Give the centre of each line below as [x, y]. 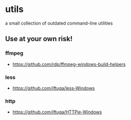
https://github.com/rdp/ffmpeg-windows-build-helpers [69, 64]
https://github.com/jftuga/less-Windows [53, 88]
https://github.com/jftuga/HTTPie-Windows [57, 112]
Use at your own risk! [39, 39]
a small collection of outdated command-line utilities [59, 23]
